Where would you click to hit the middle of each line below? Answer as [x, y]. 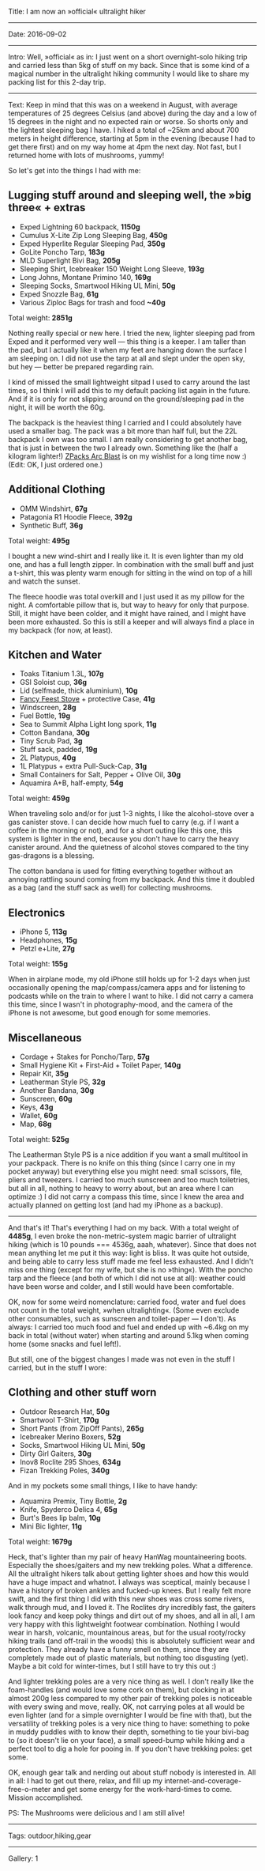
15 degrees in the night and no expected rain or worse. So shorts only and [128, 121]
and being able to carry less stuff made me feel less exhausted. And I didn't [131, 1261]
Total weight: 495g [39, 540]
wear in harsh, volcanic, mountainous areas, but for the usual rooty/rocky [127, 1632]
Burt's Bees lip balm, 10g [60, 1518]
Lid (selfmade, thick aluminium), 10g [78, 690]
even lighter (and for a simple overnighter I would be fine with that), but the [130, 1714]
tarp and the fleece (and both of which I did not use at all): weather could [127, 1278]
